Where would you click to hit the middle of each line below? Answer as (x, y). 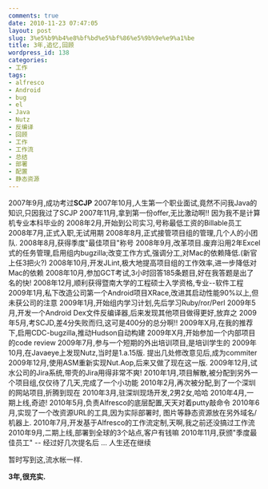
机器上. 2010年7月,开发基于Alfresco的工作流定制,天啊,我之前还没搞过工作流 (132, 422)
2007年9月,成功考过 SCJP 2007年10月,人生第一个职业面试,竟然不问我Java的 (133, 203)
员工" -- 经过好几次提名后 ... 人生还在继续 (83, 442)
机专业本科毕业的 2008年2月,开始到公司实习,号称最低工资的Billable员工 (125, 223)
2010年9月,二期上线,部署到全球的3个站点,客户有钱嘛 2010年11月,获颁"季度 (129, 432)
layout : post (30, 30)
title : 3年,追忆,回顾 (41, 46)
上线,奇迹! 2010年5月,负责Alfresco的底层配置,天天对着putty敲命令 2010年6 (137, 402)
